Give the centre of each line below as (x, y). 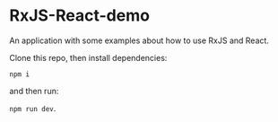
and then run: (34, 91)
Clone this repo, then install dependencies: (88, 57)
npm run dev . (33, 108)
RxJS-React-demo (80, 16)
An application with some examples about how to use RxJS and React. (139, 40)
